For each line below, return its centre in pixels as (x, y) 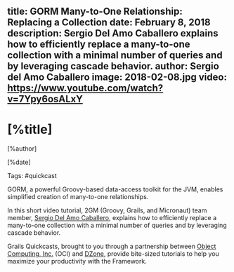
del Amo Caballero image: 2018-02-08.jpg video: (117, 77)
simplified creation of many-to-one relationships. (78, 197)
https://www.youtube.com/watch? (85, 88)
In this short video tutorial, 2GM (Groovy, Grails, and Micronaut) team (107, 210)
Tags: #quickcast (32, 176)
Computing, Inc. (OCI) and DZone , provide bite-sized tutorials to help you (113, 254)
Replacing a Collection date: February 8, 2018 (109, 23)
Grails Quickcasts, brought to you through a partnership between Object (112, 246)
